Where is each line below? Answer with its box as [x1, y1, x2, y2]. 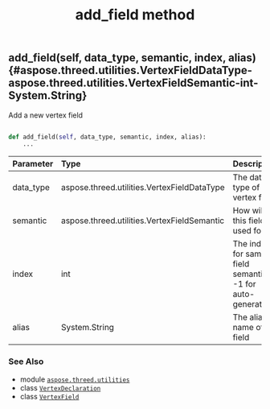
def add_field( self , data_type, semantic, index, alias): [8, 133, 207, 141]
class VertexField [19, 391, 80, 401]
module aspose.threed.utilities [19, 374, 130, 384]
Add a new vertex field [8, 110, 83, 120]
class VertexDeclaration [19, 382, 101, 392]
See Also [8, 356, 44, 367]
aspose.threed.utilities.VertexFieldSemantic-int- [8, 76, 259, 90]
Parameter [12, 159, 54, 170]
